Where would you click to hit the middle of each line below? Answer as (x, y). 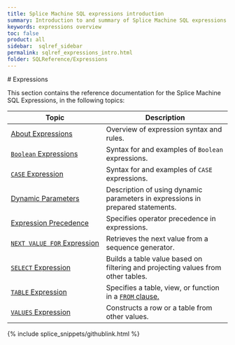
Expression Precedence (50, 223)
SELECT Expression (41, 267)
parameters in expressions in (154, 198)
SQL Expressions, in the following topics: (66, 100)
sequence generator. (140, 247)
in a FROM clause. (133, 296)
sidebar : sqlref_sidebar (45, 46)
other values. (127, 316)
